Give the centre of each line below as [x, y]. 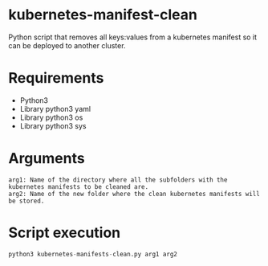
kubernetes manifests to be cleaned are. [79, 186]
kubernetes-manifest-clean [103, 15]
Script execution [65, 233]
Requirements [56, 78]
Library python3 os [51, 117]
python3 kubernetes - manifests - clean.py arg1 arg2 [93, 254]
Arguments [47, 159]
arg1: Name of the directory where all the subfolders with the [118, 180]
